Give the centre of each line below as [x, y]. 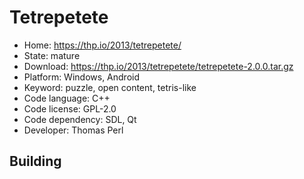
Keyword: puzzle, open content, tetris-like [110, 87]
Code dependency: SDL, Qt [80, 119]
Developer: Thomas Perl [73, 130]
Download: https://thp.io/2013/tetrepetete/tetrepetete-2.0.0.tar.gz [158, 66]
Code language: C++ [67, 98]
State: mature [52, 55]
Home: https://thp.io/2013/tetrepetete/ [102, 45]
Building [35, 161]
